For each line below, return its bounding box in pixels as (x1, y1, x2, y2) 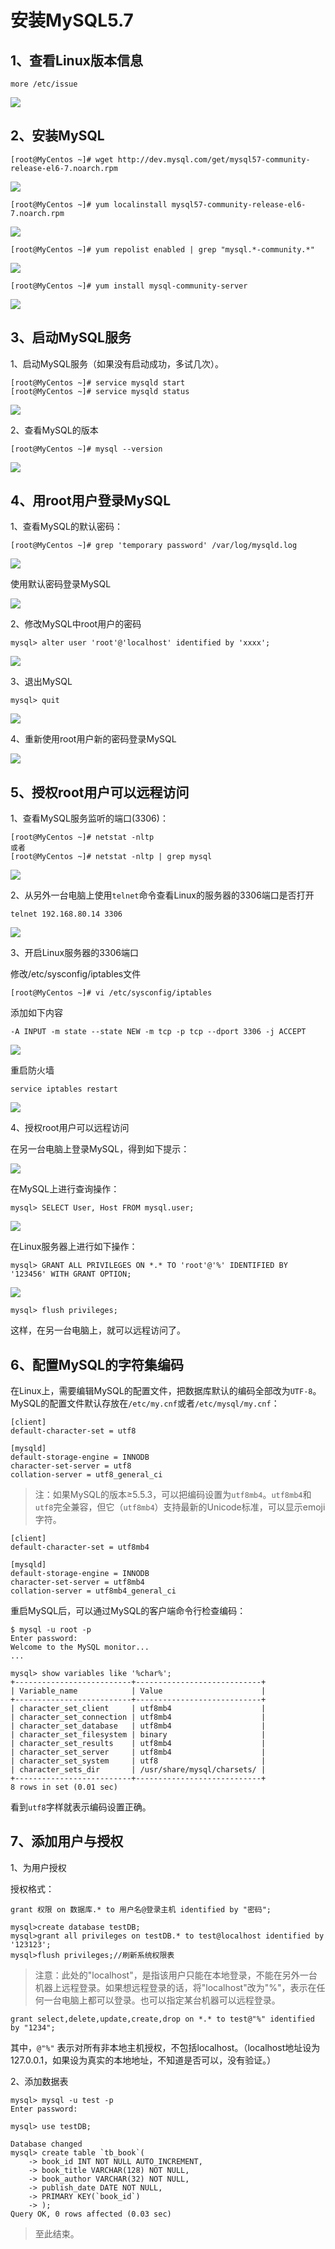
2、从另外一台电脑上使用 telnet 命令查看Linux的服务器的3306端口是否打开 (10, 889, 315, 901)
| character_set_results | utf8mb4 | (10, 1739, 267, 1749)
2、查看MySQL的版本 (10, 424, 99, 436)
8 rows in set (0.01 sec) (10, 1782, 118, 1793)
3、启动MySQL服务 (10, 329, 132, 346)
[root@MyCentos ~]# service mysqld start (10, 377, 186, 388)
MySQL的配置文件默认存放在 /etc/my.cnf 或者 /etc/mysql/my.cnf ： (10, 1397, 280, 1410)
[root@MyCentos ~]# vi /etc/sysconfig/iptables (10, 988, 213, 998)
